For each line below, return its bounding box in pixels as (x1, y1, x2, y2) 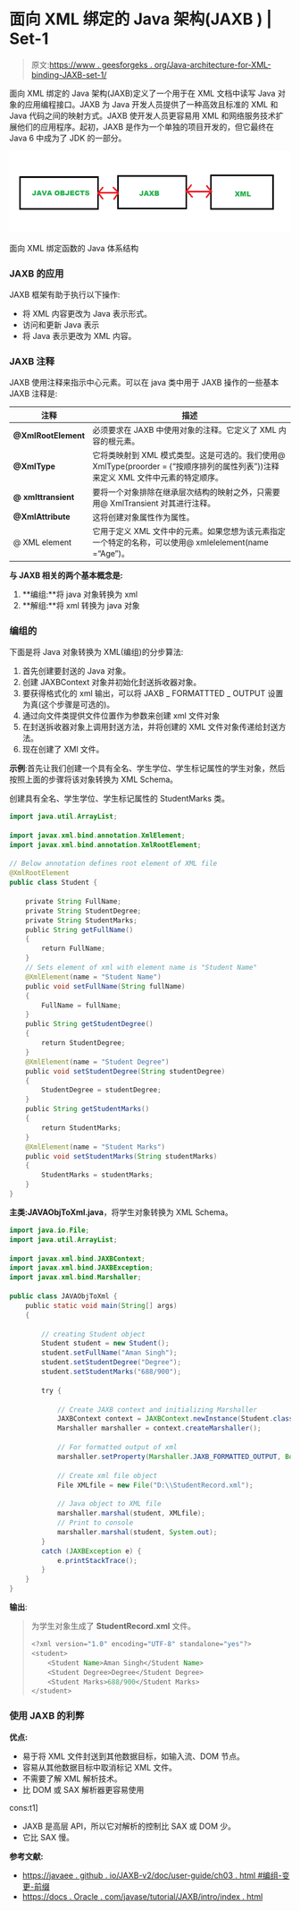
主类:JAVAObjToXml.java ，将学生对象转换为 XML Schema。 (9, 1206, 234, 1218)
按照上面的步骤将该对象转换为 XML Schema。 (9, 774, 179, 785)
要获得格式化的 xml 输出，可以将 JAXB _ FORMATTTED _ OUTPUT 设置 (21, 688, 284, 699)
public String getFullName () (25, 925, 134, 934)
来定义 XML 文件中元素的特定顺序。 (92, 472, 223, 483)
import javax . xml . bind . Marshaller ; (9, 1273, 142, 1282)
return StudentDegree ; (41, 1039, 126, 1048)
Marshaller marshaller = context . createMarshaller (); (56, 1424, 262, 1433)
